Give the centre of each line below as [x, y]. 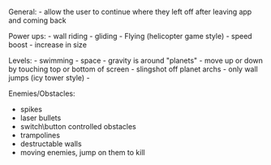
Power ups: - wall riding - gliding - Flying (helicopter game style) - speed [131, 36]
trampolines [40, 135]
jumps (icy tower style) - [49, 78]
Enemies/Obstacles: [42, 93]
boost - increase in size [48, 45]
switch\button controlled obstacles [78, 126]
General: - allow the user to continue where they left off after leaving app [130, 12]
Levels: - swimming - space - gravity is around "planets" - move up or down [136, 61]
